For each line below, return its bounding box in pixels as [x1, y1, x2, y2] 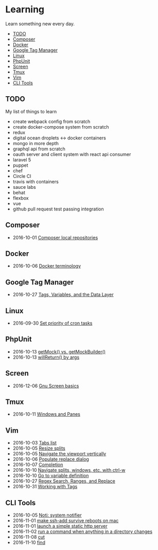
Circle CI [12, 173, 31, 179]
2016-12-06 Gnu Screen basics [12, 382, 79, 389]
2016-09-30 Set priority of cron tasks [12, 320, 93, 326]
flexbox [12, 194, 29, 201]
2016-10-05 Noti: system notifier [12, 512, 82, 518]
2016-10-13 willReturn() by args [12, 354, 80, 360]
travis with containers [12, 179, 59, 185]
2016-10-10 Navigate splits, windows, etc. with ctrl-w [12, 467, 126, 473]
